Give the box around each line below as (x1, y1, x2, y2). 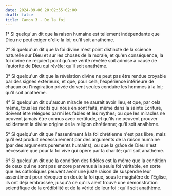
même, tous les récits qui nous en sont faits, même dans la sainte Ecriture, (5, 105, 163, 111)
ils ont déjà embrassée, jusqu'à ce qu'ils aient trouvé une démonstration (5, 180, 158, 186)
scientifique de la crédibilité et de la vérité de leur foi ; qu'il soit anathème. (5, 185, 162, 191)
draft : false (5, 12, 33, 17)
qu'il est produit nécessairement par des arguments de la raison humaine (5, 137, 160, 143)
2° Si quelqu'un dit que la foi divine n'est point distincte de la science (5, 47, 151, 53)
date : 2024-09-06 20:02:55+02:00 (5, 7, 77, 13)
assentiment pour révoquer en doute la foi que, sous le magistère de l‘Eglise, (5, 174, 167, 180)
